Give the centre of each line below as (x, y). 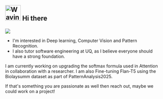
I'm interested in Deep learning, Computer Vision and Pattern (75, 41)
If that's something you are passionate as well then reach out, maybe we (80, 86)
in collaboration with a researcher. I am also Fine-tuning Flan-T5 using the (81, 71)
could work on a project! (30, 92)
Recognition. (25, 46)
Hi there (35, 19)
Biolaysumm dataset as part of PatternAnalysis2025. (59, 77)
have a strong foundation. (39, 56)
